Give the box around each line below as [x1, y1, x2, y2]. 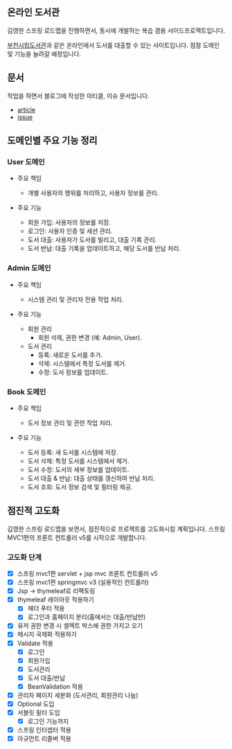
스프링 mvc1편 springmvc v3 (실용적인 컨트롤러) [17, 578, 149, 587]
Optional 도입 [17, 699, 55, 708]
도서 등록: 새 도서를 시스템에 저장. [27, 448, 118, 456]
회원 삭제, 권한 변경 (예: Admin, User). [37, 333, 142, 342]
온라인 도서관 [7, 6, 60, 19]
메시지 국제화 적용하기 [17, 630, 78, 639]
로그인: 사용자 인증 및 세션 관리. [27, 227, 113, 236]
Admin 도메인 [7, 263, 51, 273]
